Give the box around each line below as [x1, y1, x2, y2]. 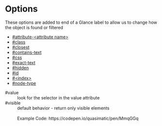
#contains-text [12, 49, 42, 55]
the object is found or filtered [5, 24, 64, 30]
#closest [12, 44, 30, 50]
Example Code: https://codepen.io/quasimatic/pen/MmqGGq [17, 115, 139, 121]
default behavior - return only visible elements [17, 105, 110, 111]
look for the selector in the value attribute [17, 94, 100, 100]
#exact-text [12, 60, 35, 65]
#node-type [12, 80, 36, 86]
